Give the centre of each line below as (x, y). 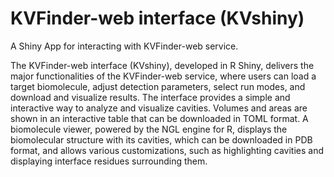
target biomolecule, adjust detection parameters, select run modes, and (158, 86)
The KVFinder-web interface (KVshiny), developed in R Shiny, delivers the (162, 65)
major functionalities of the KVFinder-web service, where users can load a (163, 76)
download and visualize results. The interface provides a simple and (150, 97)
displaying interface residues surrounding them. (109, 161)
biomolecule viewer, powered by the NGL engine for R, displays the (149, 129)
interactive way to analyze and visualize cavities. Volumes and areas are (159, 108)
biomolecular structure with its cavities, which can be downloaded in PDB (161, 139)
